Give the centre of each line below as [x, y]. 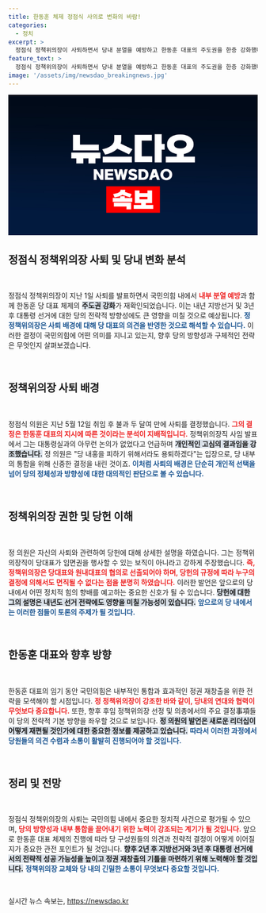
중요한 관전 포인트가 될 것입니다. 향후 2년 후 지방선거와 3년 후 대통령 [127, 849]
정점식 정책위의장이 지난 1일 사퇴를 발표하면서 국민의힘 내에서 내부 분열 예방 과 [127, 296]
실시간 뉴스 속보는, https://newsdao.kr [68, 901]
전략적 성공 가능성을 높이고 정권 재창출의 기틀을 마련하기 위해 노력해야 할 [133, 859]
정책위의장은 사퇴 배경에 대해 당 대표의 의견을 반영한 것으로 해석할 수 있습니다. [127, 326]
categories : [28, 25]
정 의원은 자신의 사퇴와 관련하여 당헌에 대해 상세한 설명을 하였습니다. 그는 [121, 553]
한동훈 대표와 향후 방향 [60, 655]
